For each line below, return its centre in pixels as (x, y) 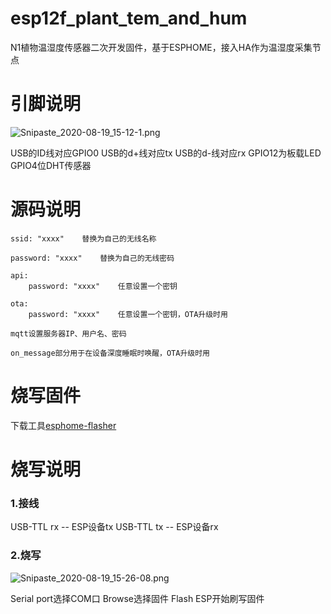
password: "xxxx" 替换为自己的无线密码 (92, 258)
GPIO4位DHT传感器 (51, 165)
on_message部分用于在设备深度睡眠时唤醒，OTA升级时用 (110, 353)
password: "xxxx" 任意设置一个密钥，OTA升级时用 (128, 314)
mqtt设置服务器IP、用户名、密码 (68, 333)
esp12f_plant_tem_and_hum (129, 18)
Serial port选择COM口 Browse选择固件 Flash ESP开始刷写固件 (137, 598)
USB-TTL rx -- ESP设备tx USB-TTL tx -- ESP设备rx (114, 527)
